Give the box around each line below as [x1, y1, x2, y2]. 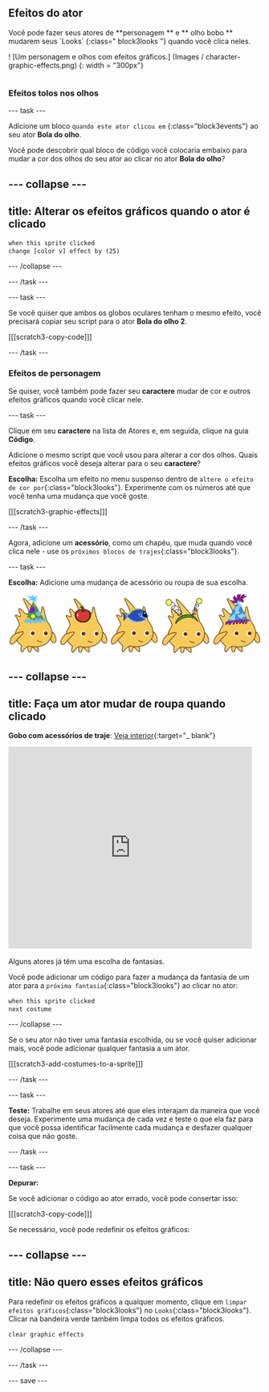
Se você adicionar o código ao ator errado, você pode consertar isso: [8, 1194, 238, 1203]
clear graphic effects [8, 1330, 84, 1338]
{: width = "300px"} [79, 60, 145, 70]
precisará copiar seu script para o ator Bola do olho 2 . [8, 316, 187, 326]
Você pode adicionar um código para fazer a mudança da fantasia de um [8, 972, 250, 982]
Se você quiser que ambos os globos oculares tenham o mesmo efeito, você [8, 308, 262, 318]
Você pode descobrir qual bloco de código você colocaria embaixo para [8, 145, 247, 155]
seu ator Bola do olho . [8, 130, 82, 140]
